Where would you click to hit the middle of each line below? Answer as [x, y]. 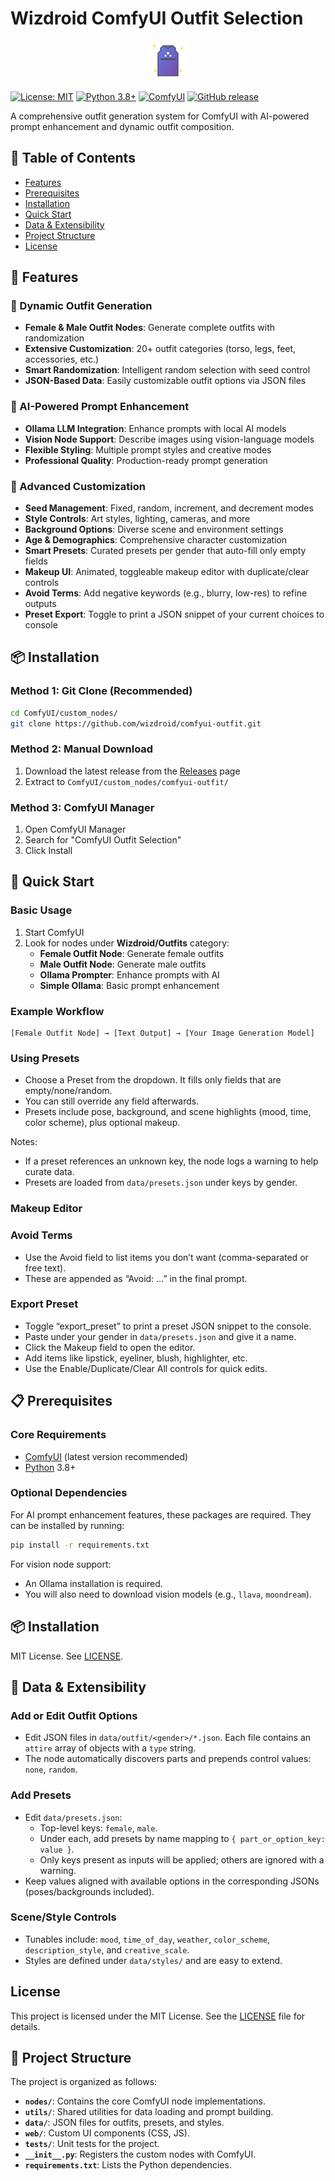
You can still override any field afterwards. [112, 1101]
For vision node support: [61, 1564]
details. [25, 2026]
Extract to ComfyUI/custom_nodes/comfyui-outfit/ [126, 781]
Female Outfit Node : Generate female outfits [132, 953]
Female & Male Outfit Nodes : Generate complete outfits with [149, 328]
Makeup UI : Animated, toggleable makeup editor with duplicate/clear [167, 572]
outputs [40, 604]
